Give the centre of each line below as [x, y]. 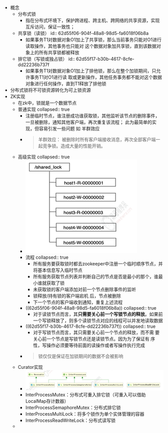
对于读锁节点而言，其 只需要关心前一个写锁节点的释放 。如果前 [98, 314]
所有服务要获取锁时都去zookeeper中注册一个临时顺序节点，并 [98, 264]
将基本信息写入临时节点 [58, 270]
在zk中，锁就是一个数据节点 [47, 103]
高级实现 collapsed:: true [44, 157]
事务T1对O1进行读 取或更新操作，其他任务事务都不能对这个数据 [96, 77]
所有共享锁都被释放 [59, 52]
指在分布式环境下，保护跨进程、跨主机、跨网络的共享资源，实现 [92, 20]
